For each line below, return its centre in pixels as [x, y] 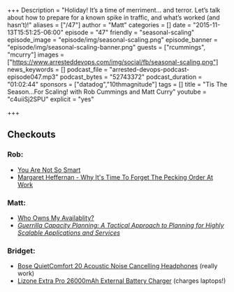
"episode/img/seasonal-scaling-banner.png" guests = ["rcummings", [107, 47]
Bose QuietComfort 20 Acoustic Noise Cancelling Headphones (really [117, 266]
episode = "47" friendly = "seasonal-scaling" [130, 32]
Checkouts [31, 134]
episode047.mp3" [33, 77]
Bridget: [21, 251]
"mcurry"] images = [36, 54]
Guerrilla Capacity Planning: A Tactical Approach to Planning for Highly [121, 225]
